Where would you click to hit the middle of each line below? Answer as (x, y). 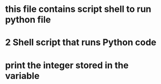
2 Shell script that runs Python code (81, 42)
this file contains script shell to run (78, 9)
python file (28, 20)
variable (22, 76)
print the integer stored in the (67, 65)
